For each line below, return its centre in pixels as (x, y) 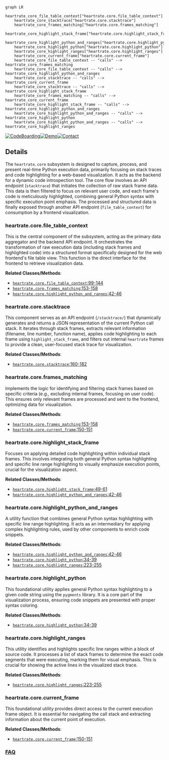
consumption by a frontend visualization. (47, 212)
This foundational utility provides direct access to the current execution (79, 709)
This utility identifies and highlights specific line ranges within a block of (80, 649)
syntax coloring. (22, 605)
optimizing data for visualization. (39, 404)
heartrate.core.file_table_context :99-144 (58, 283)
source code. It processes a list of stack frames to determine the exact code (84, 654)
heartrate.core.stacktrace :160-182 (50, 364)
